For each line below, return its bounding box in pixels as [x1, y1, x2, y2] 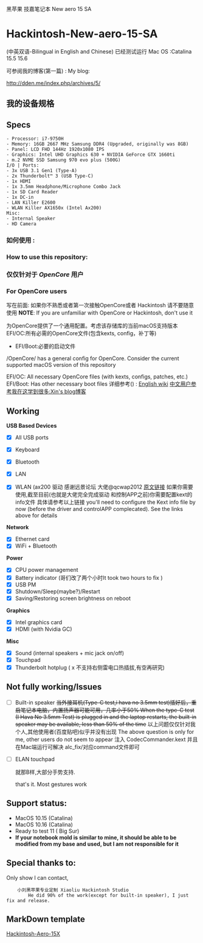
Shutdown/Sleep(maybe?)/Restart [15, 588, 100, 595]
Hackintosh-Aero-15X [6, 930, 61, 938]
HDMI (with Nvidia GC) [15, 625, 72, 633]
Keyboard [15, 446, 40, 453]
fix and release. [6, 897, 50, 903]
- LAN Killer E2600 [6, 200, 56, 206]
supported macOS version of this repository [6, 361, 117, 369]
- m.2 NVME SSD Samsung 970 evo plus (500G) [6, 157, 121, 163]
